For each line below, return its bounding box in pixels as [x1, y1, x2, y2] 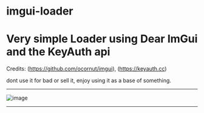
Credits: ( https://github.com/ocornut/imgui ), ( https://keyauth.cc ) [6, 65, 167, 72]
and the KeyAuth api [6, 45, 110, 59]
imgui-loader [6, 4, 73, 18]
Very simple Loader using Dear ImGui [6, 32, 198, 46]
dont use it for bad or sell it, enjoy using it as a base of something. [6, 77, 172, 84]
